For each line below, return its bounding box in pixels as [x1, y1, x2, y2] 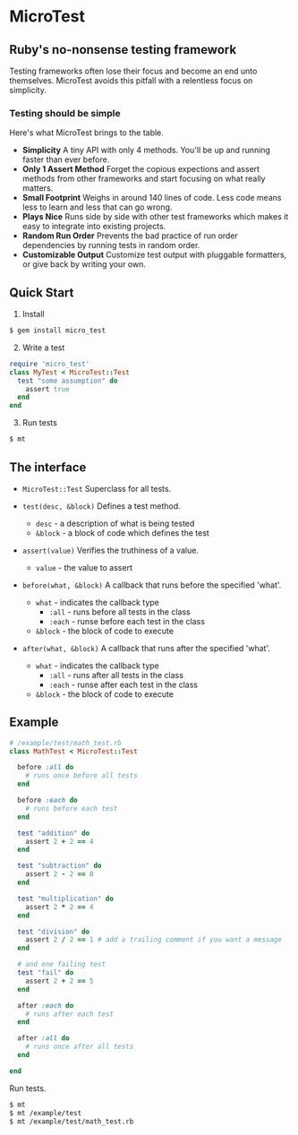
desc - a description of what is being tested [35, 518, 195, 529]
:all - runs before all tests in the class [48, 606, 191, 617]
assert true [25, 384, 70, 393]
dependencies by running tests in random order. [21, 240, 200, 251]
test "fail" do [17, 968, 74, 977]
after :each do [17, 1001, 74, 1010]
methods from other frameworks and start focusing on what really [21, 173, 266, 185]
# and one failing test [17, 960, 106, 969]
